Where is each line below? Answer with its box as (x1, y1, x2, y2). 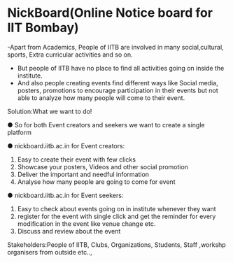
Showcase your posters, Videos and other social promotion (17, 162, 189, 171)
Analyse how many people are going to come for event (17, 177, 176, 186)
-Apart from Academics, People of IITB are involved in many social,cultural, (7, 43, 224, 51)
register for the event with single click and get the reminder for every (17, 212, 216, 220)
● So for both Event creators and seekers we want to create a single (7, 120, 205, 129)
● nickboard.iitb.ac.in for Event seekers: (7, 191, 124, 199)
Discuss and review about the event (17, 227, 121, 235)
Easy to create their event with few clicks (17, 155, 136, 164)
